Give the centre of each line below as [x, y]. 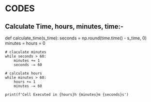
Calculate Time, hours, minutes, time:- [64, 26]
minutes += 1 [27, 61]
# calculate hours [23, 73]
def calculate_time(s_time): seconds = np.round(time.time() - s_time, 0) [76, 38]
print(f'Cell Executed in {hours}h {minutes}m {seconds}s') [67, 95]
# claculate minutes [26, 52]
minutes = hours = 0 [25, 43]
